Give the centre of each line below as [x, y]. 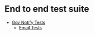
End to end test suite [47, 9]
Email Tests [30, 27]
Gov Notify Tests [28, 22]
